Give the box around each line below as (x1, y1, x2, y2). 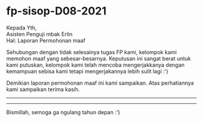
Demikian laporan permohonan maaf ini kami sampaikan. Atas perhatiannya (6, 79, 195, 87)
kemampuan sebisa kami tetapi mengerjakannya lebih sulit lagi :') (6, 67, 169, 75)
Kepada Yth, (6, 24, 37, 31)
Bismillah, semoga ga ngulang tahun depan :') (6, 108, 120, 115)
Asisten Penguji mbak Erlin (6, 30, 72, 37)
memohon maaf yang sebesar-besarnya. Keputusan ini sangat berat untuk (6, 55, 192, 62)
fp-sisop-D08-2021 (6, 4, 107, 18)
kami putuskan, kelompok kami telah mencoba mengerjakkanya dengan (6, 61, 185, 69)
